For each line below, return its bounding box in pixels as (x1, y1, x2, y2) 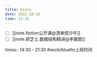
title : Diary (5, 7, 32, 12)
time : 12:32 (5, 16, 29, 21)
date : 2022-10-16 (5, 12, 40, 17)
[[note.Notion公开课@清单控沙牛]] (12, 30, 80, 36)
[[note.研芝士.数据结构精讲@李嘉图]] (12, 36, 86, 42)
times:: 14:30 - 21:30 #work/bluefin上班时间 (5, 47, 93, 53)
